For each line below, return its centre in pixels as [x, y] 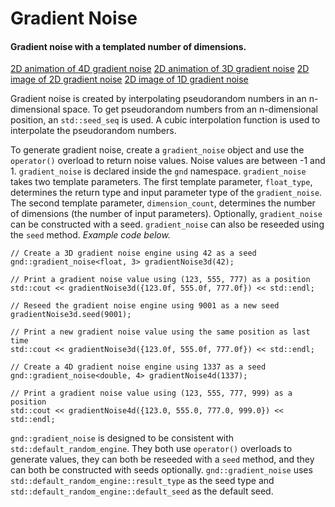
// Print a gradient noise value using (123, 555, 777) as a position [160, 280]
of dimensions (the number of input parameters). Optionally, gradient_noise [166, 214]
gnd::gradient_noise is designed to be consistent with [122, 438]
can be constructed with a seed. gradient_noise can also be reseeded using [167, 224]
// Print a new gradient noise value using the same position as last [160, 332]
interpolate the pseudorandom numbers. [93, 131]
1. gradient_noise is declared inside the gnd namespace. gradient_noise [158, 171]
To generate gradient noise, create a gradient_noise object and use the [157, 150]
